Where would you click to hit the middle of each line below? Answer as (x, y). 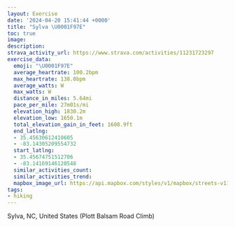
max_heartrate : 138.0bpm (50, 79)
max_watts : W (33, 92)
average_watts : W (39, 85)
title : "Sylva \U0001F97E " (47, 27)
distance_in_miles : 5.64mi (53, 99)
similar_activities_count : (53, 170)
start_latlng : (34, 151)
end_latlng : (31, 131)
